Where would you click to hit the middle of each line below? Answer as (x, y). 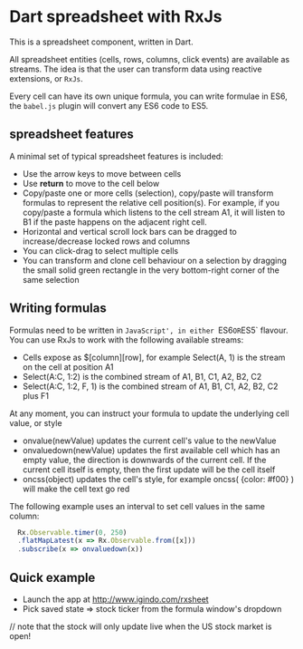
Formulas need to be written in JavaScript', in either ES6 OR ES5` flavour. (149, 330)
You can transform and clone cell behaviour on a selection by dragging (155, 260)
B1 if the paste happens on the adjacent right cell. (114, 222)
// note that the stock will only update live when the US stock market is (141, 626)
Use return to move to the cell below (91, 183)
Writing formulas (58, 309)
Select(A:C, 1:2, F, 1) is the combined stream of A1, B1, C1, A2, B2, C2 (150, 386)
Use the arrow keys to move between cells (102, 173)
